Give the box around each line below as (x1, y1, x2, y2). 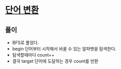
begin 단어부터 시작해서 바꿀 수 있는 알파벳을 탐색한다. (12, 46, 117, 52)
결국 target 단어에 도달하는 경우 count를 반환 (12, 58, 99, 64)
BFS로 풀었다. (12, 40, 39, 45)
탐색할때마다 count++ (12, 52, 55, 58)
